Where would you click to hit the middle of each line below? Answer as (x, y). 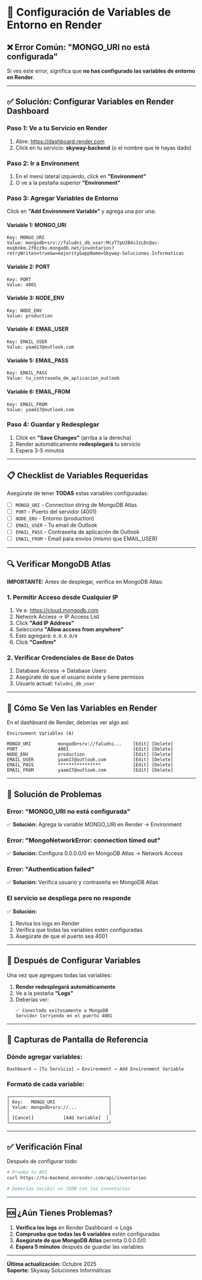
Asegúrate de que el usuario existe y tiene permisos (80, 677)
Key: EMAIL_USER (27, 342)
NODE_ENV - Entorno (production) (55, 518)
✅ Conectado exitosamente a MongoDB (62, 1011)
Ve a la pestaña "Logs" (44, 993)
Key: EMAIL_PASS (27, 373)
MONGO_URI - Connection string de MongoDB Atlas (76, 505)
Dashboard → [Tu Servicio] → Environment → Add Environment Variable (96, 1069)
